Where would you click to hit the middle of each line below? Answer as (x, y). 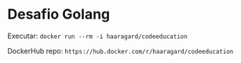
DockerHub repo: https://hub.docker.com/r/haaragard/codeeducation (120, 51)
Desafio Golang (59, 14)
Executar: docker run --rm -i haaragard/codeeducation (97, 36)
